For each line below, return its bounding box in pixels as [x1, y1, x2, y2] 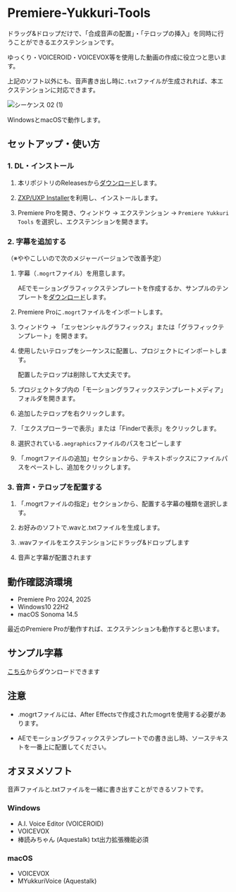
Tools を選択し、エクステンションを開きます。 [17, 217, 152, 226]
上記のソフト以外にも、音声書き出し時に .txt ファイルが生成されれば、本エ [7, 76, 224, 85]
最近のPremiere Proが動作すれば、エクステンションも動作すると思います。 [7, 625, 223, 633]
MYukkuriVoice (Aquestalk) [17, 876, 97, 886]
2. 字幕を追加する [7, 236, 67, 246]
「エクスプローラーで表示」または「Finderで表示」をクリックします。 [17, 424, 221, 432]
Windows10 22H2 [17, 603, 69, 611]
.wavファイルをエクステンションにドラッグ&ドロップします [17, 538, 190, 547]
